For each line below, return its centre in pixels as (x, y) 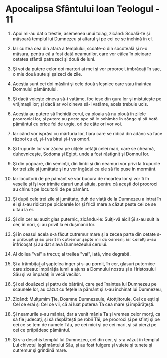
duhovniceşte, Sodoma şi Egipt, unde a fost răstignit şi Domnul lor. (81, 154)
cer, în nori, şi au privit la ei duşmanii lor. (54, 224)
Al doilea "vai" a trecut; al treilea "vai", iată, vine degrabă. (72, 254)
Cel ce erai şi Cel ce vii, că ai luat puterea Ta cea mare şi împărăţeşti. (83, 304)
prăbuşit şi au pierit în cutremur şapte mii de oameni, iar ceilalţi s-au (86, 239)
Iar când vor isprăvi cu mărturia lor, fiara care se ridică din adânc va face (87, 133)
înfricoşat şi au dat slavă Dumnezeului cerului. (60, 244)
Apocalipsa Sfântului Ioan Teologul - (83, 9)
